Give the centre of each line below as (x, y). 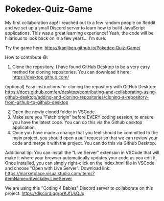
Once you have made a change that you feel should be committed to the (85, 132)
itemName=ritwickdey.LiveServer (39, 178)
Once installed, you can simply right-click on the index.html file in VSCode (80, 163)
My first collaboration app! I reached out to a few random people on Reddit (80, 23)
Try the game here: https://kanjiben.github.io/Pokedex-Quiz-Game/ (73, 48)
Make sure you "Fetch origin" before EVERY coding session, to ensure (83, 117)
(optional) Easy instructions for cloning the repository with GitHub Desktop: (81, 86)
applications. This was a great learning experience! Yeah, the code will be (79, 33)
